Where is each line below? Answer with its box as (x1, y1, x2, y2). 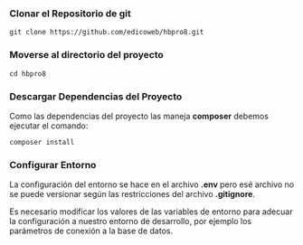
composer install (9, 137, 75, 146)
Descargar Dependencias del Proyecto (9, 90, 183, 102)
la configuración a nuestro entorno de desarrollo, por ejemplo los (9, 216, 251, 227)
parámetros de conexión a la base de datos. (9, 225, 174, 237)
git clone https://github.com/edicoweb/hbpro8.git (9, 28, 204, 37)
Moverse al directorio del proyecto (9, 49, 165, 61)
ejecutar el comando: (9, 120, 89, 131)
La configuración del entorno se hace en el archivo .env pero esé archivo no (9, 179, 295, 190)
